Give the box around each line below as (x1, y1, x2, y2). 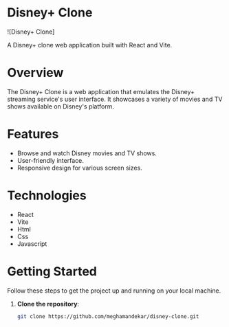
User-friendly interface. (17, 156, 84, 164)
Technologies (7, 188, 87, 203)
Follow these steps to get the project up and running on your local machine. (7, 286, 221, 295)
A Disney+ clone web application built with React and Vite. (7, 41, 173, 49)
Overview (7, 65, 64, 80)
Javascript (17, 239, 47, 248)
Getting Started (7, 263, 98, 279)
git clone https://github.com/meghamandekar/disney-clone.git (17, 313, 199, 320)
